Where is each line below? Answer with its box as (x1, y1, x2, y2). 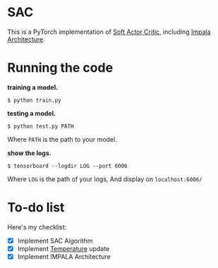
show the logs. (7, 149, 52, 157)
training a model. (7, 83, 59, 92)
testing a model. (7, 109, 56, 117)
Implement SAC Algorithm (17, 236, 93, 245)
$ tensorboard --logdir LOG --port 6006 (7, 162, 128, 169)
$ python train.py (7, 97, 61, 104)
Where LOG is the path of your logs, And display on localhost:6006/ (7, 174, 202, 183)
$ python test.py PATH (7, 123, 74, 130)
